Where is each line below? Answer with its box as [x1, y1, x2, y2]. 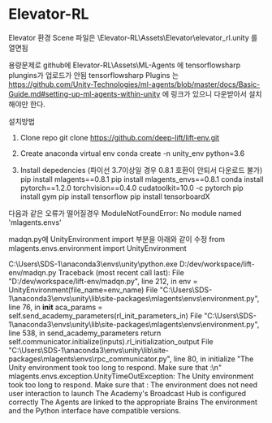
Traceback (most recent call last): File [58, 267, 184, 277]
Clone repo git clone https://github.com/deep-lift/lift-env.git [19, 132, 220, 142]
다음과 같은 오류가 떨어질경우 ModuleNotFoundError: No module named [8, 208, 242, 218]
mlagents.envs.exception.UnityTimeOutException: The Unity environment [8, 371, 254, 381]
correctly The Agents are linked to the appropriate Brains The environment [8, 397, 257, 407]
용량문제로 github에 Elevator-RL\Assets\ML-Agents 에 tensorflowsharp [8, 60, 241, 70]
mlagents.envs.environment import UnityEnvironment [8, 243, 187, 253]
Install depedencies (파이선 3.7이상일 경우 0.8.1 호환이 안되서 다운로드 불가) [19, 165, 263, 175]
